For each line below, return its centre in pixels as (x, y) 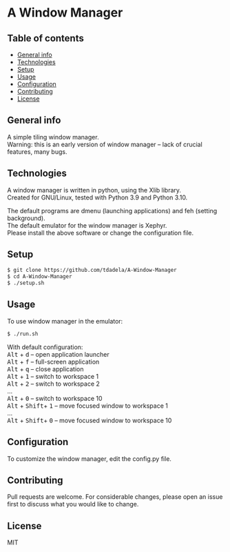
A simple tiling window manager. (53, 137)
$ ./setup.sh (26, 283)
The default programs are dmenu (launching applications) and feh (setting (112, 210)
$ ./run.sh (23, 334)
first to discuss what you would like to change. (73, 504)
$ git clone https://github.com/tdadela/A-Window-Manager (92, 270)
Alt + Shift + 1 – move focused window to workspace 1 (88, 406)
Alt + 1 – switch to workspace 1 (53, 376)
